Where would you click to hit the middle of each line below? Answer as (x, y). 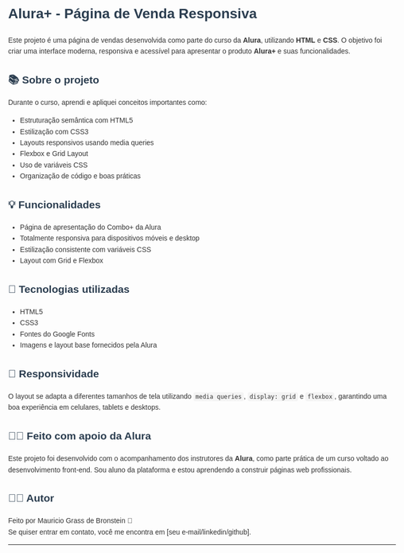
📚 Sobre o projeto (54, 80)
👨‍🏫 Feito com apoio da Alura (80, 436)
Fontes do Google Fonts (57, 334)
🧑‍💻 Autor (31, 498)
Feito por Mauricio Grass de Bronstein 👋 (71, 521)
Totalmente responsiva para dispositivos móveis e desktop (109, 238)
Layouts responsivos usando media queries (87, 143)
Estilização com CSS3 (54, 131)
